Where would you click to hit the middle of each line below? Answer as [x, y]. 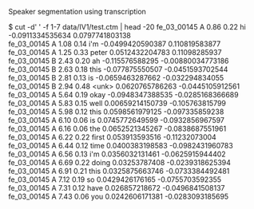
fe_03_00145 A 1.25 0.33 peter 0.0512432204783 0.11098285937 [115, 52]
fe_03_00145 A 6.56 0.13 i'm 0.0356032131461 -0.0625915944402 [117, 154]
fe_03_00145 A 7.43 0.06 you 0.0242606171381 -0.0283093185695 [119, 196]
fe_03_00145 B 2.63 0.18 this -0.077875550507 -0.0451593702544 [118, 69]
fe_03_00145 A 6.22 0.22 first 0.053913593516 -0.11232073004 [113, 137]
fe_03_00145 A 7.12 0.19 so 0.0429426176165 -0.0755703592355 [115, 179]
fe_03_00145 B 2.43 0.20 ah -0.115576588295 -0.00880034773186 [119, 61]
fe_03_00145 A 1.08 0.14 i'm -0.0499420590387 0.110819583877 [115, 44]
